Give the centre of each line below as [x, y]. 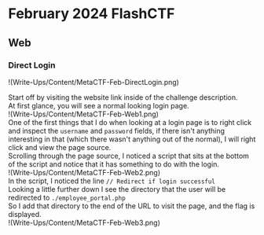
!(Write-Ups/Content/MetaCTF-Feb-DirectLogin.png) [93, 82]
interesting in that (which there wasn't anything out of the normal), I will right [132, 139]
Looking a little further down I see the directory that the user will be [117, 189]
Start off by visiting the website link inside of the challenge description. [123, 97]
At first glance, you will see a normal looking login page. [99, 105]
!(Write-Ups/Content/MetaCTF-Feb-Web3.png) [84, 222]
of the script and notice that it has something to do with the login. [114, 164]
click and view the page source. [60, 147]
